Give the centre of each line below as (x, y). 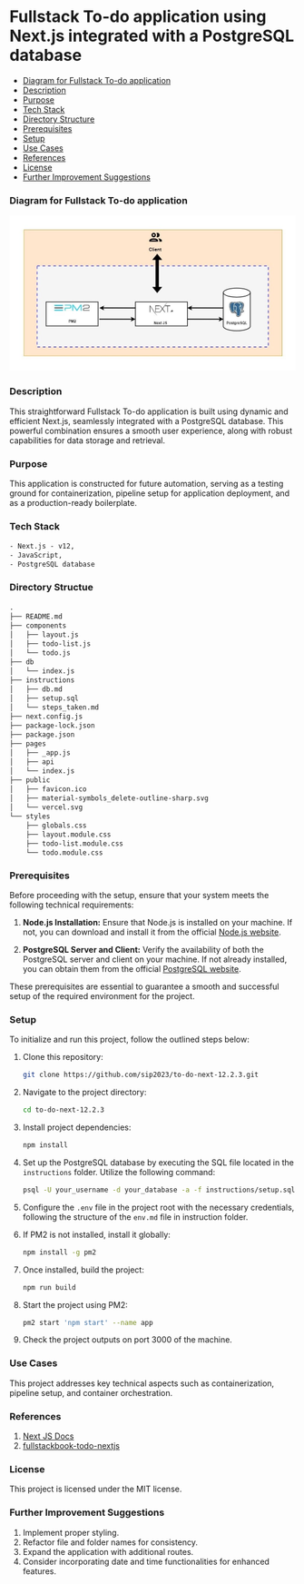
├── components (38, 625)
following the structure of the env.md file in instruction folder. (135, 1217)
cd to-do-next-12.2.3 (63, 1110)
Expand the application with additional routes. (108, 1551)
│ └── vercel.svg (46, 807)
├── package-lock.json (52, 725)
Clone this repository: (63, 1057)
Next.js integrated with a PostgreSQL (152, 36)
